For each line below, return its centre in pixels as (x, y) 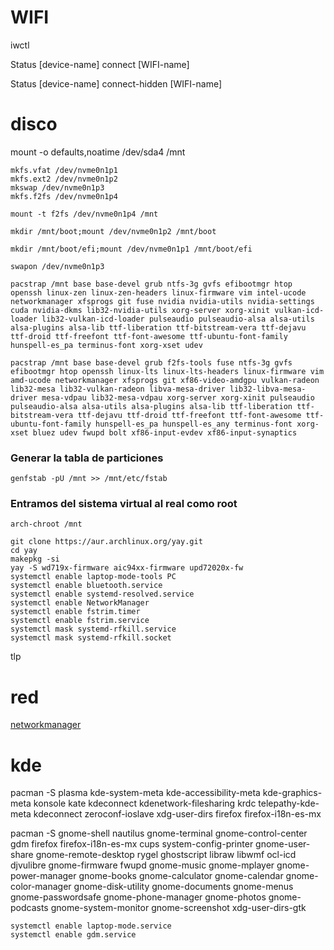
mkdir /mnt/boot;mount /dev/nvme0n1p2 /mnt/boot (113, 231)
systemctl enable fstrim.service (80, 621)
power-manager (43, 876)
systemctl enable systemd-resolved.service (102, 594)
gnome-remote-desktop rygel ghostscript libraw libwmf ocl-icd (166, 855)
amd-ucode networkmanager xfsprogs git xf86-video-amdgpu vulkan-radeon (165, 380)
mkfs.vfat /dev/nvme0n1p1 (64, 170)
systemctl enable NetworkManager (80, 603)
